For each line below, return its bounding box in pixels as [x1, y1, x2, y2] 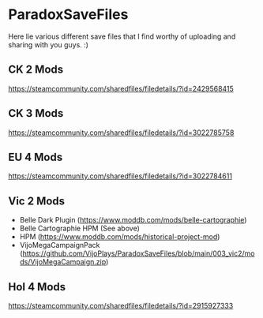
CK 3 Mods [8, 107, 64, 120]
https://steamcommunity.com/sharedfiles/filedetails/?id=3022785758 [8, 128, 235, 137]
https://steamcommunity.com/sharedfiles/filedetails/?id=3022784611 [8, 171, 233, 181]
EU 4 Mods [8, 150, 63, 163]
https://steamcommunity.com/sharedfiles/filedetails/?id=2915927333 [8, 301, 234, 310]
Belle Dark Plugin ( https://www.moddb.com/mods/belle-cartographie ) [19, 215, 247, 225]
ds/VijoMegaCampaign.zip [19, 257, 107, 267]
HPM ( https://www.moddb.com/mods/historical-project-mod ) [19, 232, 220, 241]
